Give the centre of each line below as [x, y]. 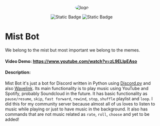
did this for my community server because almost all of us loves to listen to [80, 104]
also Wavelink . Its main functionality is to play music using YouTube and [77, 88]
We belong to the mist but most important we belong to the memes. [72, 50]
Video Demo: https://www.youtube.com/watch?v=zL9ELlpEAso [71, 61]
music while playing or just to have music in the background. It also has [76, 109]
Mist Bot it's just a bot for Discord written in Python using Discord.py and [78, 83]
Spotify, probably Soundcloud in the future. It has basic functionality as [76, 93]
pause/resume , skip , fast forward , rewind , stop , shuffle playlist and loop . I [79, 99]
